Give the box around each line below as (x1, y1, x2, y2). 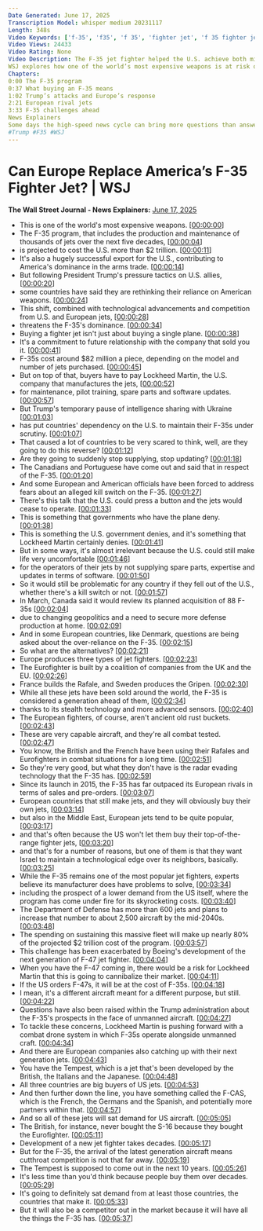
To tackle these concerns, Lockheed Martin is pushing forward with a (19, 1021, 243, 1031)
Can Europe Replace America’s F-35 (8, 162, 248, 180)
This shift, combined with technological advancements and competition (19, 303, 250, 313)
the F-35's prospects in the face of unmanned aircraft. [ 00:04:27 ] (19, 1013, 232, 1022)
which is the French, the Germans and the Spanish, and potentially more (19, 1097, 253, 1106)
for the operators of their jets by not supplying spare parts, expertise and (19, 562, 255, 572)
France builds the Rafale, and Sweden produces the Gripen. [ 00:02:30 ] (19, 679, 249, 688)
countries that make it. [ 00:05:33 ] (19, 1196, 128, 1206)
